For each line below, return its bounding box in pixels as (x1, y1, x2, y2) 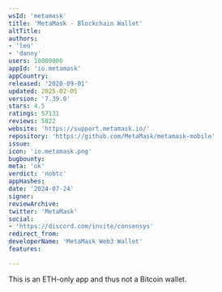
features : (8, 245, 42, 253)
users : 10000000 (8, 57, 63, 66)
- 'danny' (8, 49, 42, 57)
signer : (8, 192, 35, 201)
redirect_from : (8, 230, 60, 239)
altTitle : (8, 27, 42, 35)
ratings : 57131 (8, 110, 60, 118)
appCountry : (8, 72, 49, 80)
